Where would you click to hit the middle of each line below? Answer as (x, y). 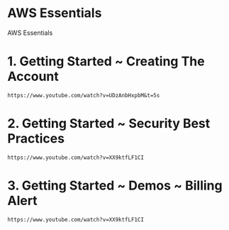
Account (33, 77)
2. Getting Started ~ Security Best (109, 124)
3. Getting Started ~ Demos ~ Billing (115, 185)
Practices (36, 139)
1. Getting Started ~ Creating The (106, 61)
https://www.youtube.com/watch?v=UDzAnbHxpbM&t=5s (84, 95)
